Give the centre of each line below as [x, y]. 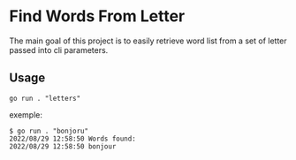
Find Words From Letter [97, 16]
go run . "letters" [45, 98]
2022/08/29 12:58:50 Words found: [73, 139]
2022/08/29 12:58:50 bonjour [63, 146]
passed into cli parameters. [59, 50]
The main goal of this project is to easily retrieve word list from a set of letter [148, 41]
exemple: [26, 114]
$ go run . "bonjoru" [49, 131]
